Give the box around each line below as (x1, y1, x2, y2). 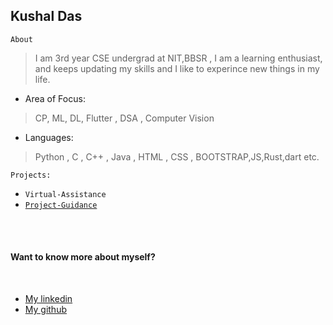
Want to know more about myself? (10, 251, 156, 263)
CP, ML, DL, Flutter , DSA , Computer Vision (34, 112, 215, 124)
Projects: (10, 170, 52, 180)
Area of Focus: (24, 92, 86, 104)
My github (24, 304, 68, 316)
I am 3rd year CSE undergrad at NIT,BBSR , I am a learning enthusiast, (34, 52, 323, 64)
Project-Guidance (24, 200, 98, 210)
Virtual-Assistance (24, 189, 107, 199)
